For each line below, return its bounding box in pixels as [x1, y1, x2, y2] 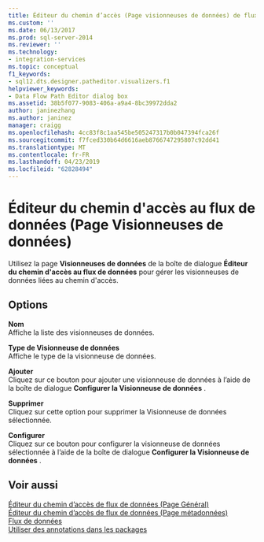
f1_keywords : [8, 70, 51, 78]
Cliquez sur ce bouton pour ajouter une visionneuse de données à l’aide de [8, 375, 251, 384]
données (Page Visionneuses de [8, 216, 224, 234]
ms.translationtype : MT [8, 143, 86, 151]
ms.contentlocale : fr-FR [8, 150, 90, 158]
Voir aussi [8, 478, 58, 492]
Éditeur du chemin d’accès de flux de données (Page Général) [8, 499, 210, 509]
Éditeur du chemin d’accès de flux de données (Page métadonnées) [8, 507, 229, 517]
